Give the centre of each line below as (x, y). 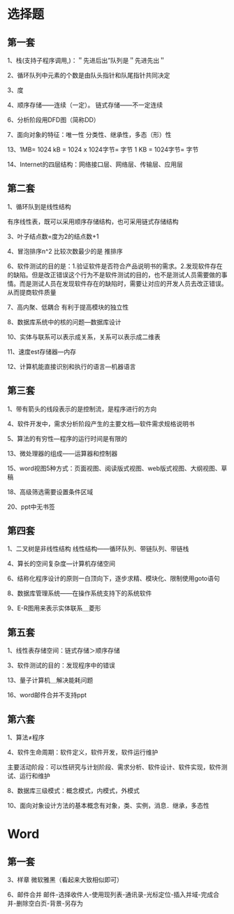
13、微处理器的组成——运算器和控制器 (63, 453)
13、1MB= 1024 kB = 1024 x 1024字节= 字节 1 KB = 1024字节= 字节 (103, 150)
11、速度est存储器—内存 (42, 351)
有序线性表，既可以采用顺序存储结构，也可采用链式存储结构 (93, 222)
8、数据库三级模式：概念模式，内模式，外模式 (73, 791)
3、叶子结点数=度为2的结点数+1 (53, 236)
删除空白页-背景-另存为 (50, 904)
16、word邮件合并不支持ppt (47, 695)
